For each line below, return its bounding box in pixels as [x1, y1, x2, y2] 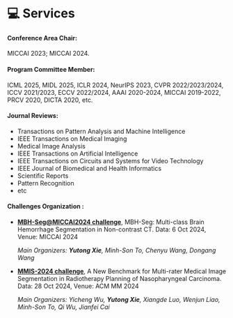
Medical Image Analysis [17, 142, 86, 150]
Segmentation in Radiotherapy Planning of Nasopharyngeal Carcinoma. [17, 275, 222, 282]
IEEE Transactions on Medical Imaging [17, 134, 127, 143]
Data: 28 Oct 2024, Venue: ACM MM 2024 [17, 282, 139, 290]
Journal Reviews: [7, 112, 59, 120]
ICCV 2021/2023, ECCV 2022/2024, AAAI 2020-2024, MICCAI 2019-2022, [7, 88, 221, 96]
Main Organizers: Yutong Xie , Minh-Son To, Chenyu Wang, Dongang [17, 246, 216, 255]
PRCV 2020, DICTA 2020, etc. [7, 96, 93, 104]
